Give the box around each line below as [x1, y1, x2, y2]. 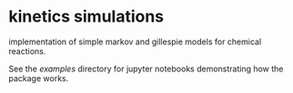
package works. [8, 72, 69, 83]
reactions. [8, 45, 46, 56]
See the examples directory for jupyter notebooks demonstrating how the [8, 63, 284, 74]
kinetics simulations [8, 6, 165, 27]
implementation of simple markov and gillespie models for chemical [8, 36, 262, 47]
